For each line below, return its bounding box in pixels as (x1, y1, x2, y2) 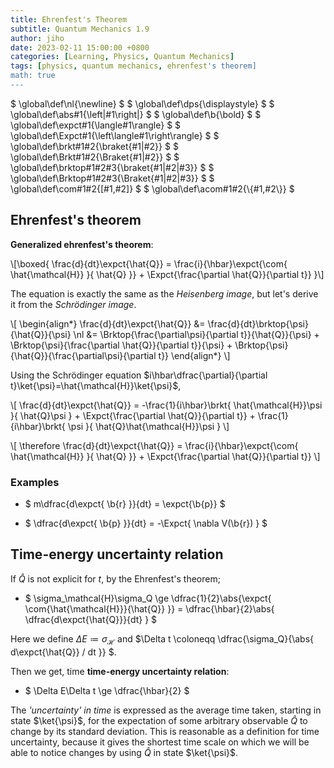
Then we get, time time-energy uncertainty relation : (10, 665, 230, 677)
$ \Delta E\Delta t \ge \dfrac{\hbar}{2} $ (24, 684, 190, 696)
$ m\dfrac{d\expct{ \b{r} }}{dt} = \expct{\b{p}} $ (24, 497, 226, 510)
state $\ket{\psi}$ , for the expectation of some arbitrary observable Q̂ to (10, 714, 308, 726)
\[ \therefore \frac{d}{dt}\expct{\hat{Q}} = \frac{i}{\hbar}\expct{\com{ (10, 439, 299, 451)
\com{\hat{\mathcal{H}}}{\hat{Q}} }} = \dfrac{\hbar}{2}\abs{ (24, 602, 275, 615)
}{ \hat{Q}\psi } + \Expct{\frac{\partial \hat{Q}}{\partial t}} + (10, 409, 256, 421)
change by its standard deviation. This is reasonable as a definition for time (10, 725, 320, 737)
